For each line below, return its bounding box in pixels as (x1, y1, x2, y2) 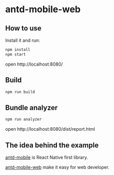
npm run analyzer (5, 117, 42, 122)
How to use (5, 24, 42, 33)
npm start (5, 52, 26, 57)
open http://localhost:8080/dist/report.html (5, 126, 95, 132)
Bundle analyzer (5, 103, 58, 112)
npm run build (5, 89, 35, 95)
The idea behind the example (5, 141, 99, 150)
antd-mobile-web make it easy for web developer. (5, 164, 110, 170)
